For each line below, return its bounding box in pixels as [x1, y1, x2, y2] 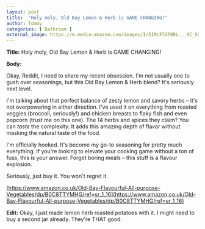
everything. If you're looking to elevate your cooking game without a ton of [6, 148, 194, 155]
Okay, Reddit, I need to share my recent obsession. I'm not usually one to [6, 72, 190, 79]
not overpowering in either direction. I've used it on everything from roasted [6, 103, 197, 111]
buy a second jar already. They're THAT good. [6, 216, 123, 223]
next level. [6, 85, 32, 92]
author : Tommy [6, 20, 43, 26]
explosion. [6, 161, 32, 168]
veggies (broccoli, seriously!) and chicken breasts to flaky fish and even [6, 110, 187, 117]
